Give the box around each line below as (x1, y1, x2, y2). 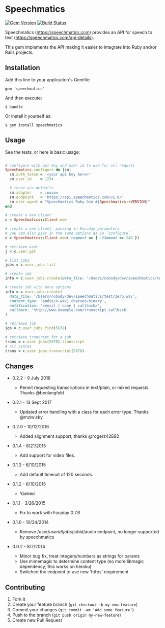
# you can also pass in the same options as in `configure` (5, 231, 131, 236)
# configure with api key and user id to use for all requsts (5, 163, 135, 168)
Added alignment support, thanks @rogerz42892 (19, 433, 119, 439)
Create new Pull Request (12, 617, 62, 623)
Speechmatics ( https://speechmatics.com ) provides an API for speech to (5, 29, 153, 35)
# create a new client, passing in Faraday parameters (5, 226, 120, 231)
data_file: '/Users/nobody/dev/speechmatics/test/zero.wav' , (9, 294, 137, 299)
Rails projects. (5, 49, 34, 55)
